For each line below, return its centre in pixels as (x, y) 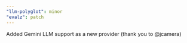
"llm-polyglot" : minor (34, 11)
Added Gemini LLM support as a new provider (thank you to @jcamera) (94, 34)
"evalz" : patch (25, 17)
